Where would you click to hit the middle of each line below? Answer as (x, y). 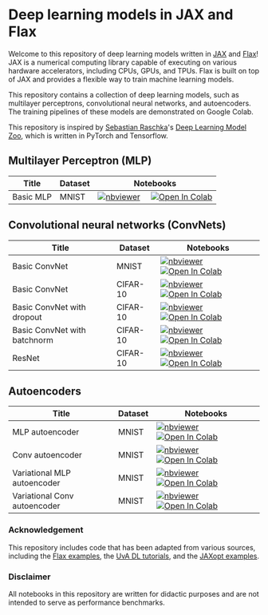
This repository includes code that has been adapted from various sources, (132, 547)
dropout (27, 317)
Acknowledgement (46, 530)
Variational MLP (42, 473)
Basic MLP (32, 196)
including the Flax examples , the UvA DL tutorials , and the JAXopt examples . (134, 556)
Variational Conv (43, 496)
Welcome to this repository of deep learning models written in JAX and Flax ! (134, 54)
